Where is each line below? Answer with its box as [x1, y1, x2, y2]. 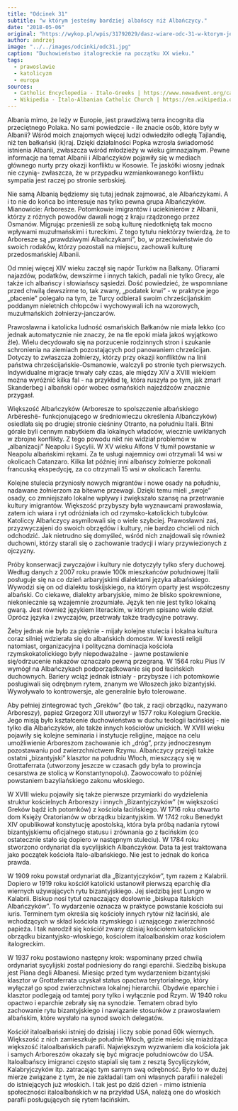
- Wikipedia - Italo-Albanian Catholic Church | [13, 97, 160, 104]
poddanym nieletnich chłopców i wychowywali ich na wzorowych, [7, 302, 200, 310]
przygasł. [7, 391, 35, 399]
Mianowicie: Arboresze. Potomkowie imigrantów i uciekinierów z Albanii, [7, 205, 218, 213]
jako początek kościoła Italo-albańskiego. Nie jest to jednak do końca [7, 850, 210, 859]
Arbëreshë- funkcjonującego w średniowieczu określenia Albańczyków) [7, 412, 217, 420]
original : [7, 30, 37, 38]
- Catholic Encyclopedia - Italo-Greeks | [13, 89, 141, 97]
